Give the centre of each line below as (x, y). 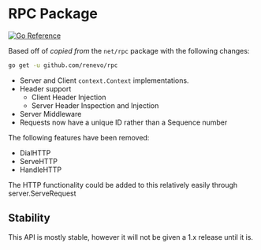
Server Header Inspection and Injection (95, 105)
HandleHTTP (40, 170)
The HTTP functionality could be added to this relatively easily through (123, 185)
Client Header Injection (69, 97)
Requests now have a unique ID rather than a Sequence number (123, 122)
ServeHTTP (38, 161)
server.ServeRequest (42, 193)
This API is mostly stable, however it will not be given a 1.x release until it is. (131, 237)
